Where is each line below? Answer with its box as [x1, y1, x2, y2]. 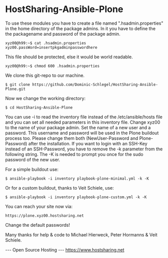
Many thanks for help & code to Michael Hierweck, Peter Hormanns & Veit [5, 231, 158, 237]
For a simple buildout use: [5, 166, 59, 172]
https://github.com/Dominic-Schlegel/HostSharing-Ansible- [32, 82, 158, 87]
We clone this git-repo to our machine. [5, 72, 85, 78]
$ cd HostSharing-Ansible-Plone [5, 105, 73, 110]
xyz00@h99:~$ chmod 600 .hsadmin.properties [5, 63, 100, 68]
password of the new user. [5, 156, 60, 162]
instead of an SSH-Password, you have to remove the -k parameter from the [5, 146, 163, 152]
